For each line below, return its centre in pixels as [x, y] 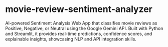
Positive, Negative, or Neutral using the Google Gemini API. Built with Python [84, 28]
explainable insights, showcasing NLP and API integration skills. [71, 39]
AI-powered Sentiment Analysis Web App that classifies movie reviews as [81, 23]
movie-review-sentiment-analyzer [79, 9]
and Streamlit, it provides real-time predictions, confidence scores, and [79, 33]
